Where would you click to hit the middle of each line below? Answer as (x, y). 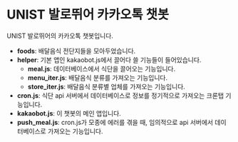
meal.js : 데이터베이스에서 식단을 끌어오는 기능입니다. (102, 69)
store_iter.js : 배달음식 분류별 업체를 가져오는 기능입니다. (107, 86)
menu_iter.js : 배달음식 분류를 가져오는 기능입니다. (98, 77)
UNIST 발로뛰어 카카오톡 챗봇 (88, 15)
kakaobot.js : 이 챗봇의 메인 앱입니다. (69, 113)
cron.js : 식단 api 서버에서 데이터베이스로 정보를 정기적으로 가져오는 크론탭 (120, 95)
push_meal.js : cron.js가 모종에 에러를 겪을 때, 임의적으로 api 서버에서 (115, 122)
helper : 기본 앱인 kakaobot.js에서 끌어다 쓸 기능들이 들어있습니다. (109, 60)
